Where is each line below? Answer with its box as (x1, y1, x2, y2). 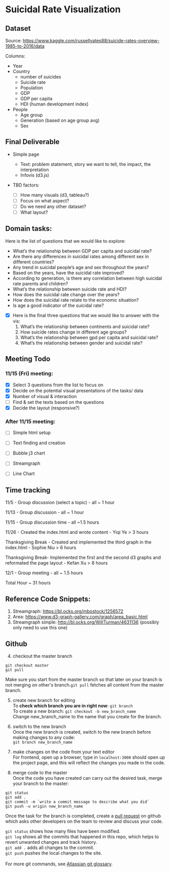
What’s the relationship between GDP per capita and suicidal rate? (12, 247, 152, 254)
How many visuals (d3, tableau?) (20, 192, 89, 198)
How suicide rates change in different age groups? (20, 329, 127, 335)
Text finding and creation (12, 440, 66, 446)
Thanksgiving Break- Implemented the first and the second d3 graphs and (5, 554, 161, 560)
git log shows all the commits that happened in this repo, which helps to (5, 834, 159, 840)
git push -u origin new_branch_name (5, 803, 83, 809)
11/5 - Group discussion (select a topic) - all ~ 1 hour (5, 500, 115, 506)
